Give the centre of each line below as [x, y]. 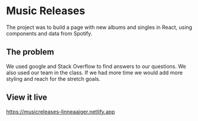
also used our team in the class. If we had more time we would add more [95, 73]
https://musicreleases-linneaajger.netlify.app [61, 112]
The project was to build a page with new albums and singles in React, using [99, 27]
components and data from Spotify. [49, 33]
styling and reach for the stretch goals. [53, 79]
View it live [27, 98]
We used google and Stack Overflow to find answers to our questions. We [96, 66]
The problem [30, 52]
